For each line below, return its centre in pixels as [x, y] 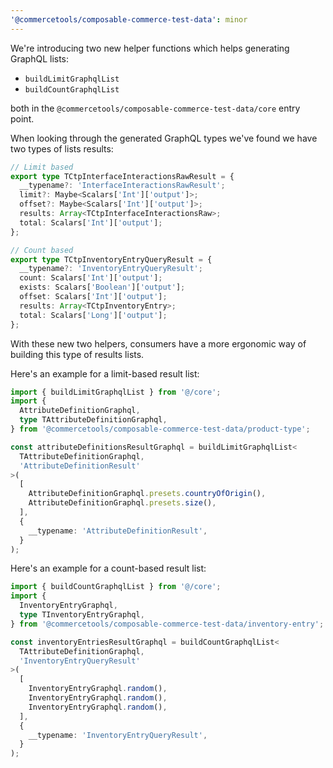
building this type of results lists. [77, 354]
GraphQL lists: [40, 58]
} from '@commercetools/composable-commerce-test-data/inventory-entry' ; [167, 624]
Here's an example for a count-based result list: [108, 568]
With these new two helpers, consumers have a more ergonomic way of [158, 343]
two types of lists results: [62, 148]
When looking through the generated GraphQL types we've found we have [164, 138]
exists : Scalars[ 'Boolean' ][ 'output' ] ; [102, 287]
